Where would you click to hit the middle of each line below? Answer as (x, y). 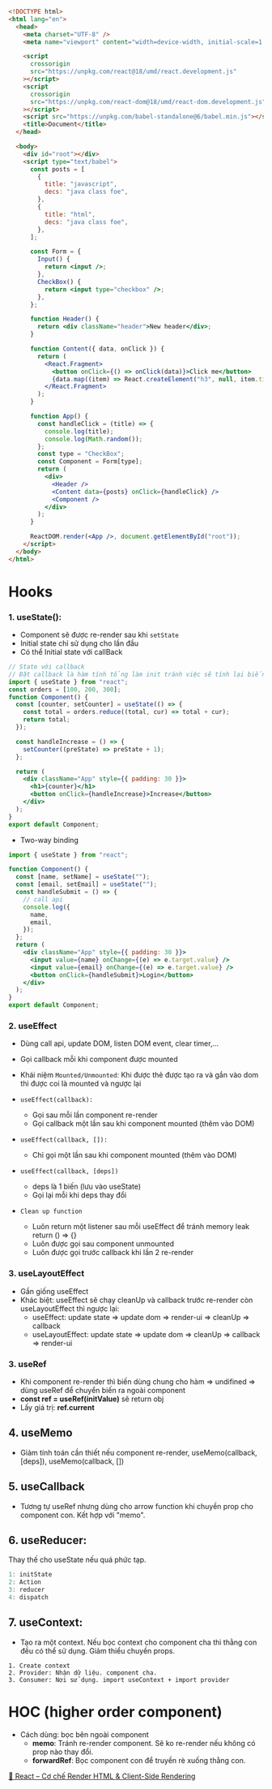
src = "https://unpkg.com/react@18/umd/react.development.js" (133, 72)
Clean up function (51, 1212)
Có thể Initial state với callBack (71, 652)
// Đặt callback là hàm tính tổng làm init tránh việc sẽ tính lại (126, 674)
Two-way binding (49, 840)
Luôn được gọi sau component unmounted (103, 1244)
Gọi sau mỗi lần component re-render (95, 1115)
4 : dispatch (28, 1598)
